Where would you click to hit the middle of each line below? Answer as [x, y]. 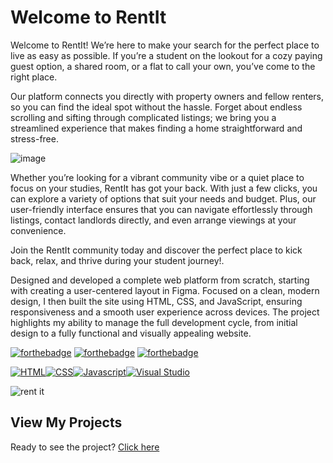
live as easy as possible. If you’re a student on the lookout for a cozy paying [166, 55]
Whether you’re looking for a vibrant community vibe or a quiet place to [157, 177]
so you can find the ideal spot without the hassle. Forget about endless [156, 107]
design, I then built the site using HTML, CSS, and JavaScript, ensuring [156, 301]
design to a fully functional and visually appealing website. [131, 333]
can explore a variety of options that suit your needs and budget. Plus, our [163, 198]
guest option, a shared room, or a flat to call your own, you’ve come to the [163, 66]
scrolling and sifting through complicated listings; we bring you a [143, 117]
